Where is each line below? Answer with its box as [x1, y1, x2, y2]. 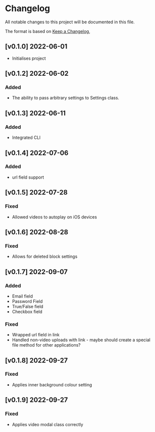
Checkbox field [12, 309, 42, 315]
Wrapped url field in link [12, 332, 60, 338]
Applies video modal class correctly [12, 421, 84, 427]
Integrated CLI [12, 134, 41, 141]
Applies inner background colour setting [12, 382, 92, 387]
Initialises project [12, 55, 46, 61]
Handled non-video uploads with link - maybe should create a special [12, 337, 151, 343]
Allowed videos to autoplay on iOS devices [12, 214, 98, 220]
